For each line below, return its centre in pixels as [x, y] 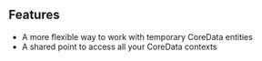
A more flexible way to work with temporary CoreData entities [137, 36]
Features [34, 15]
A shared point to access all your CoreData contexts [119, 46]
